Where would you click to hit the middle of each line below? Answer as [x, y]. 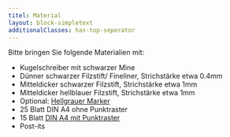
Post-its [32, 126]
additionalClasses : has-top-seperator [72, 30]
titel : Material [35, 15]
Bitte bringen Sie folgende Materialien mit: [76, 53]
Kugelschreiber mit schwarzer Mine [77, 68]
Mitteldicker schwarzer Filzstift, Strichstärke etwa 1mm [108, 84]
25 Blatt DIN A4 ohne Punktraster [74, 109]
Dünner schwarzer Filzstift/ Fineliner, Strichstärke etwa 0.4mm [121, 76]
